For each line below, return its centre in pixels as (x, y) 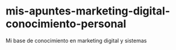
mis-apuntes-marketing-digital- (88, 11)
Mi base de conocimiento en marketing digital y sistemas (76, 40)
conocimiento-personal (66, 24)
